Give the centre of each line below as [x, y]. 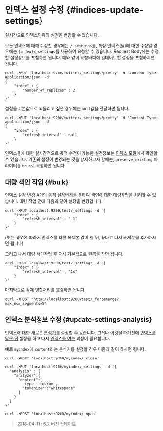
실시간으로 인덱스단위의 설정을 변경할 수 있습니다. [52, 35]
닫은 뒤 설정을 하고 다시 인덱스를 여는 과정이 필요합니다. [58, 338]
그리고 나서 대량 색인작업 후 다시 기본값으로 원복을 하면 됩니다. [64, 254]
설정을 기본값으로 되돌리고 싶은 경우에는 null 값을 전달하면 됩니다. [67, 108]
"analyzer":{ [27, 375]
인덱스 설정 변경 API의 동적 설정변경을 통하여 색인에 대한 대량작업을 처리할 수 [78, 195]
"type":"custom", [40, 384]
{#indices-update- [105, 10]
